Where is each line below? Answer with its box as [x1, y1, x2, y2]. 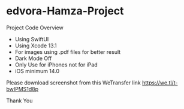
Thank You [6, 97, 33, 104]
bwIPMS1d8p [6, 85, 39, 92]
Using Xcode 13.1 [14, 42, 57, 49]
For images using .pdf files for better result [14, 48, 121, 55]
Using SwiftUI [14, 35, 49, 43]
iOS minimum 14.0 [14, 67, 60, 74]
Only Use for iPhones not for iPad [14, 61, 98, 68]
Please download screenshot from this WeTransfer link [6, 79, 141, 86]
